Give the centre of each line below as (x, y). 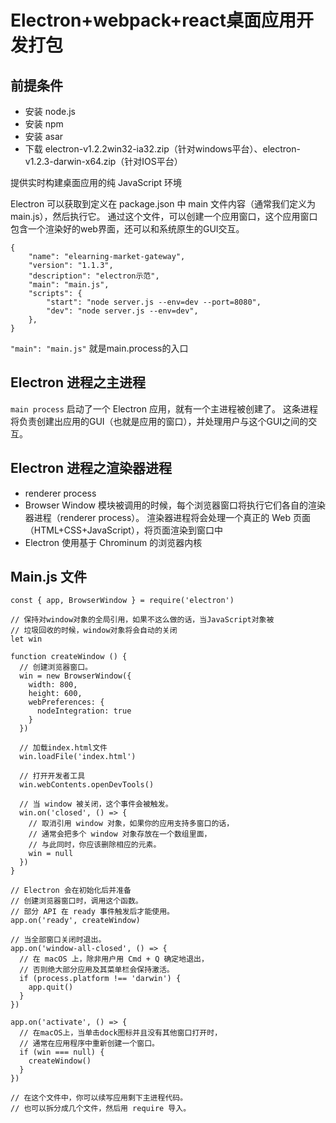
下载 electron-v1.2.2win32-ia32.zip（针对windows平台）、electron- (162, 149)
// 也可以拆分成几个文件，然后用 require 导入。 (101, 1109)
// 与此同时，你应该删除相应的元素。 (95, 845)
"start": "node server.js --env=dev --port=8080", (154, 302)
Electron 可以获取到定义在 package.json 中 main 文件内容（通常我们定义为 (163, 204)
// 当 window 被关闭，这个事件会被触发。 (96, 804)
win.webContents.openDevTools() (87, 785)
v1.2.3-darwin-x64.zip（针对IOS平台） (103, 161)
